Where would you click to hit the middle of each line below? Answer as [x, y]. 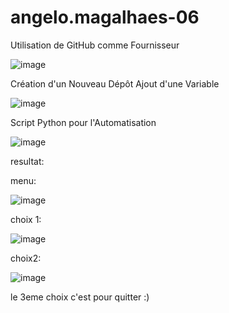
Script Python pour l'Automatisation [83, 122]
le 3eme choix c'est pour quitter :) [80, 297]
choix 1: [26, 219]
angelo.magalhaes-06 [105, 17]
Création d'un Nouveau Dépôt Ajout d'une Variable [115, 83]
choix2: [26, 258]
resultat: [27, 161]
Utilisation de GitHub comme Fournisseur [95, 45]
